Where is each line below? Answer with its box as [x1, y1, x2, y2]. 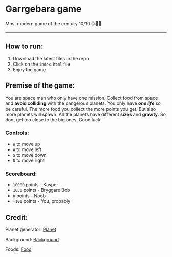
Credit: [5, 213, 28, 222]
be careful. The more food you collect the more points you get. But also [5, 105, 156, 112]
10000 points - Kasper [12, 182, 58, 188]
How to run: [5, 42, 44, 51]
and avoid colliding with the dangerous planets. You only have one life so [5, 100, 161, 106]
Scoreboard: [5, 170, 37, 177]
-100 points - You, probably [12, 198, 71, 204]
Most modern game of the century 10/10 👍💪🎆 [5, 20, 102, 26]
